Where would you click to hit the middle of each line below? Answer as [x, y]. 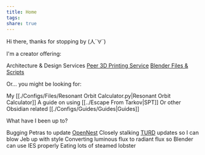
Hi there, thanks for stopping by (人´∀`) [56, 42]
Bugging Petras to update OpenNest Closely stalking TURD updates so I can [103, 133]
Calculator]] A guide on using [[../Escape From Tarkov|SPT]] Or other [94, 102]
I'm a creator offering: [34, 54]
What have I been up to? [37, 121]
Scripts [15, 72]
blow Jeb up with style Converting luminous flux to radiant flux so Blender [100, 139]
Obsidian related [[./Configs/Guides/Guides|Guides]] [73, 109]
